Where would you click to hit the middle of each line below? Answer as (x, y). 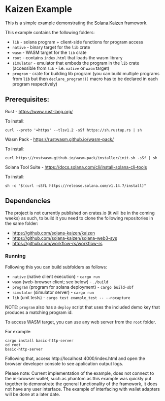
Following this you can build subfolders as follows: (56, 267)
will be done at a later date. (33, 394)
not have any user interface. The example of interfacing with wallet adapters (82, 389)
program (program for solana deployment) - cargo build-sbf (73, 287)
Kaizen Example (39, 9)
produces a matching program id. (39, 312)
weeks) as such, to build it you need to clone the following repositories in (79, 218)
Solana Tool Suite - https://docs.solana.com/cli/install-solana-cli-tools (76, 167)
